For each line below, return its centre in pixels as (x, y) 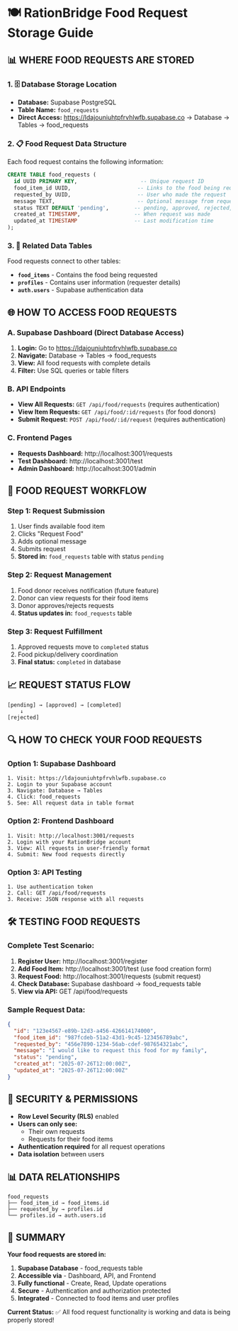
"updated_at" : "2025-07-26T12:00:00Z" (71, 1071)
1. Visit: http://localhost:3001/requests (71, 836)
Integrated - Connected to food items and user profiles (98, 1298)
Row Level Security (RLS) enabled (68, 1116)
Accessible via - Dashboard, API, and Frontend (87, 1276)
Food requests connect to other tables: (64, 261)
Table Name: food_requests (58, 109)
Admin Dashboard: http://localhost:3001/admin (87, 468)
